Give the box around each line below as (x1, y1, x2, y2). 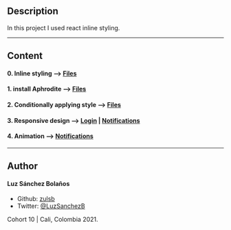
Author (7, 161, 38, 172)
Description (7, 5, 58, 17)
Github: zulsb (16, 195, 55, 203)
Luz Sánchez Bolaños (7, 179, 70, 187)
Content (7, 50, 43, 62)
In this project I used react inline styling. (7, 23, 120, 32)
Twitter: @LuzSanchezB (16, 202, 85, 210)
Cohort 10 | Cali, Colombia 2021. (7, 216, 98, 224)
